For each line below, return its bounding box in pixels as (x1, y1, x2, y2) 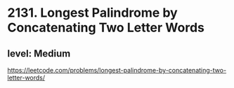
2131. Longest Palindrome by (7, 5, 178, 21)
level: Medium (7, 47, 71, 59)
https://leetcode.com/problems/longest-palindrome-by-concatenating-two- (7, 66, 227, 74)
